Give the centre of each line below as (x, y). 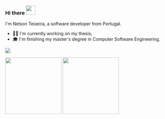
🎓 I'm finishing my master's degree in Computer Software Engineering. (86, 39)
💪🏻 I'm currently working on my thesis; (52, 34)
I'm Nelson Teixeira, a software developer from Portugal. (63, 24)
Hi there (15, 13)
